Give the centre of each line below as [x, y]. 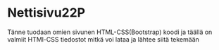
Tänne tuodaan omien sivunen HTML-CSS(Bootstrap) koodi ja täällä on [110, 32]
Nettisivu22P [46, 13]
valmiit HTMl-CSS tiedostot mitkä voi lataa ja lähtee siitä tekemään [103, 39]
